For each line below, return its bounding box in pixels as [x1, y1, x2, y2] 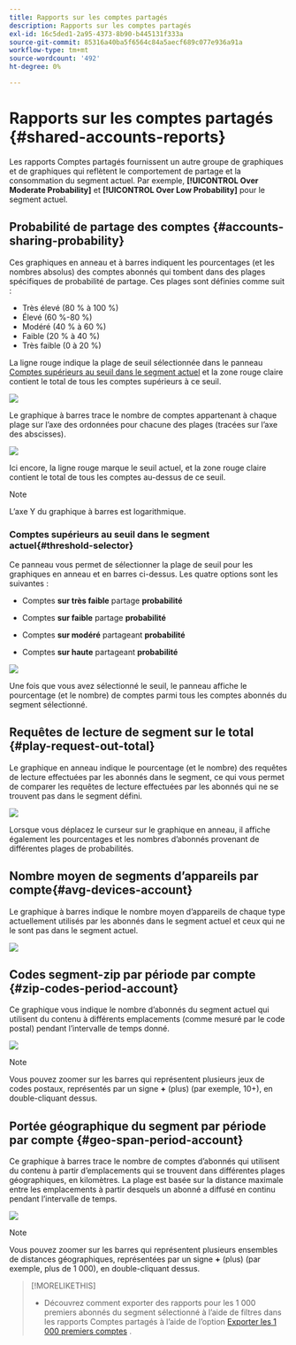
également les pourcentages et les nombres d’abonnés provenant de [9, 833, 260, 844]
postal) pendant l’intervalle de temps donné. [9, 1024, 171, 1034]
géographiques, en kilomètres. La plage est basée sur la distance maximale [9, 1175, 284, 1186]
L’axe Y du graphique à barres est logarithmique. [9, 506, 186, 516]
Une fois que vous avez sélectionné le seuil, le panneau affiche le [9, 680, 247, 691]
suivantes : [9, 577, 49, 589]
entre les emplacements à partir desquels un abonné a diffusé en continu [9, 1184, 276, 1195]
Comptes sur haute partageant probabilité [21, 646, 178, 657]
